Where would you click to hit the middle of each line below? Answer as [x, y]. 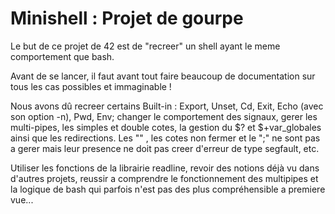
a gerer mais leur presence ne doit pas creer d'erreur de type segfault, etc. [165, 148]
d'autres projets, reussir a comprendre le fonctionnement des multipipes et [164, 178]
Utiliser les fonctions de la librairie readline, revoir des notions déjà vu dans [165, 168]
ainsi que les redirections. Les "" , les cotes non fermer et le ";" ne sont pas [165, 138]
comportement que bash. [62, 56]
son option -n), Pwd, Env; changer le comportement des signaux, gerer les [164, 116]
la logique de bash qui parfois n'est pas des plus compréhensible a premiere [168, 189]
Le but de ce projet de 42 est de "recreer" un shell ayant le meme [145, 46]
